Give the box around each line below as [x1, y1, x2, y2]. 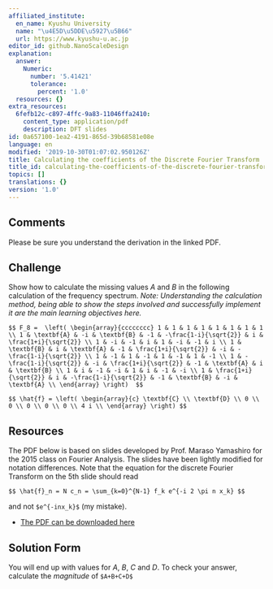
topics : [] [8, 171, 45, 179]
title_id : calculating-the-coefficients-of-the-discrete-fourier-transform [8, 163, 271, 171]
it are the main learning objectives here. [8, 308, 142, 318]
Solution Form [8, 541, 81, 555]
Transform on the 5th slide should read [8, 472, 139, 482]
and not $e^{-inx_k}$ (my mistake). [8, 501, 128, 512]
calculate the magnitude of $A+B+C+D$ [8, 571, 133, 581]
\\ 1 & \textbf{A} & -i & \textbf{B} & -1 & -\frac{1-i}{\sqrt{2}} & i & [8, 331, 264, 340]
